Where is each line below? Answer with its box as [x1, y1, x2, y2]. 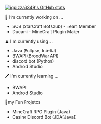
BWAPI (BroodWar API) [12, 53, 59, 59]
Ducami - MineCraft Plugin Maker [12, 29, 80, 34]
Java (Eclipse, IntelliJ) [12, 48, 57, 53]
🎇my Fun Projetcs [5, 99, 41, 105]
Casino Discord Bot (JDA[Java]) [12, 114, 77, 120]
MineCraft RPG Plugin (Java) [12, 109, 70, 115]
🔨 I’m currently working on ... [5, 14, 64, 20]
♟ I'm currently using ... [5, 38, 53, 44]
